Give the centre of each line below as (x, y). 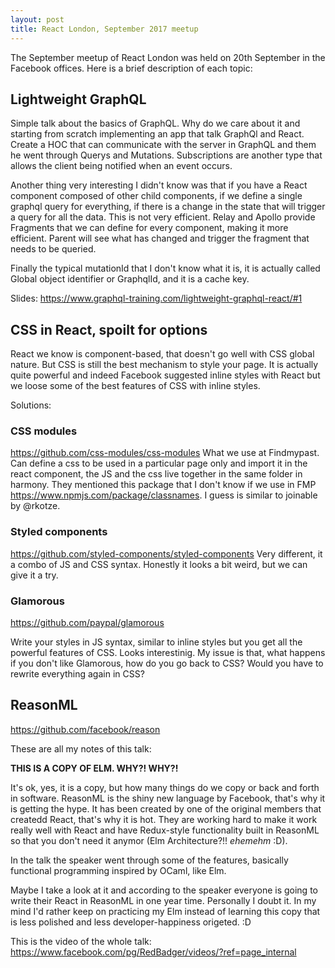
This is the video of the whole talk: (81, 941)
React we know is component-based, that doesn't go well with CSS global (162, 354)
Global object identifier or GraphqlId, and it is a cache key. (130, 279)
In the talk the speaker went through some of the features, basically (149, 860)
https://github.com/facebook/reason (85, 729)
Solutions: (31, 405)
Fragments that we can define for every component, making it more (149, 228)
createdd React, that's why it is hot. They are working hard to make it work (164, 819)
